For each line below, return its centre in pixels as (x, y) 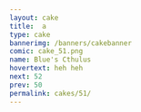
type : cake (30, 34)
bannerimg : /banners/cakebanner (70, 43)
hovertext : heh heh (46, 69)
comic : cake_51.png (46, 51)
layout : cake (34, 18)
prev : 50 (26, 85)
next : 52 (26, 77)
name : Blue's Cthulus (50, 60)
